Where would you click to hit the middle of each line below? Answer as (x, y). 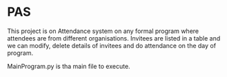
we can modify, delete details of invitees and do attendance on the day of (111, 45)
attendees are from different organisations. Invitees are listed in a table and (114, 38)
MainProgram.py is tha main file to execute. (69, 66)
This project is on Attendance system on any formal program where (103, 31)
